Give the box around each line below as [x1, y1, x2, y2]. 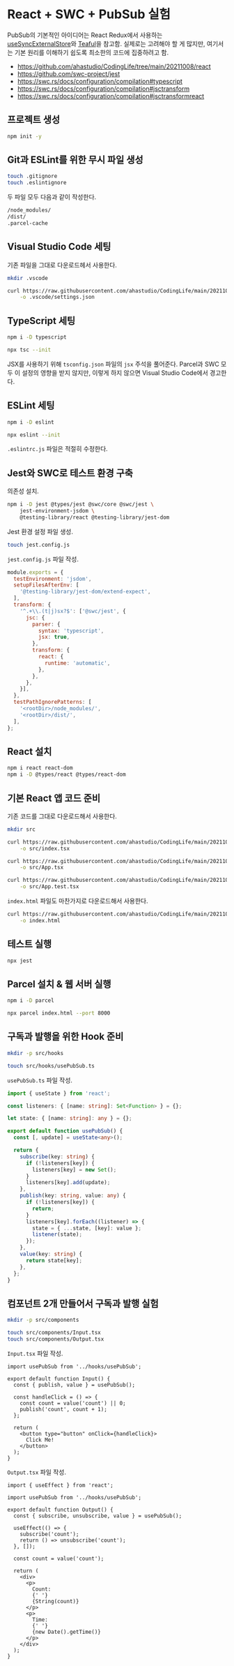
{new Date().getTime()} [32, 1628, 101, 1635]
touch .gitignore [7, 172, 58, 180]
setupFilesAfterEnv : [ [13, 582, 79, 589]
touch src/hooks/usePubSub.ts [7, 1062, 95, 1069]
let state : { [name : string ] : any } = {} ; [7, 1115, 132, 1122]
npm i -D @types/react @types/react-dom [7, 771, 127, 779]
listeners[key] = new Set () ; [32, 1166, 117, 1173]
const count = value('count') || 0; [19, 1399, 127, 1407]
